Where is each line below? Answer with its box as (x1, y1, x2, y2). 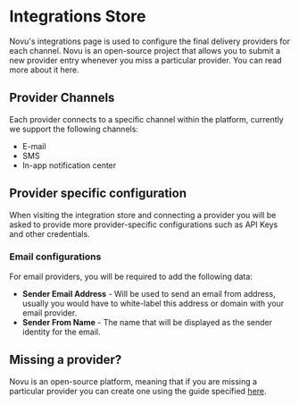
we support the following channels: (9, 123, 138, 134)
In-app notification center (21, 159, 117, 171)
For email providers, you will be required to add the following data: (9, 271, 253, 282)
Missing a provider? (9, 352, 122, 367)
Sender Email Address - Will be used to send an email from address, (21, 288, 276, 299)
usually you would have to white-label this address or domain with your (21, 298, 285, 308)
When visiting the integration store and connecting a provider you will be (9, 209, 277, 220)
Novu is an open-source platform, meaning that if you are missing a (9, 375, 257, 386)
